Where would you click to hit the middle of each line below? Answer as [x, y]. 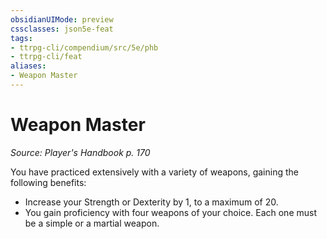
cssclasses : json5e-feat [62, 29]
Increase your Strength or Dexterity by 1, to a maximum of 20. [151, 202]
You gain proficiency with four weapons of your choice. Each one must [170, 212]
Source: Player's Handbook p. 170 [80, 152]
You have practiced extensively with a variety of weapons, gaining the [154, 172]
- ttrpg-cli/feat [46, 57]
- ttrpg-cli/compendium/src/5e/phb [84, 47]
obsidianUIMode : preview [62, 19]
